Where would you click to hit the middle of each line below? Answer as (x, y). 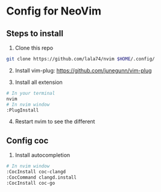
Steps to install (35, 34)
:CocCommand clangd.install (42, 177)
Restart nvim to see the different (55, 121)
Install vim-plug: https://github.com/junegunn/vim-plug (83, 70)
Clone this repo (34, 48)
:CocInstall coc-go (31, 183)
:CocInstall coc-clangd (36, 172)
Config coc (27, 140)
